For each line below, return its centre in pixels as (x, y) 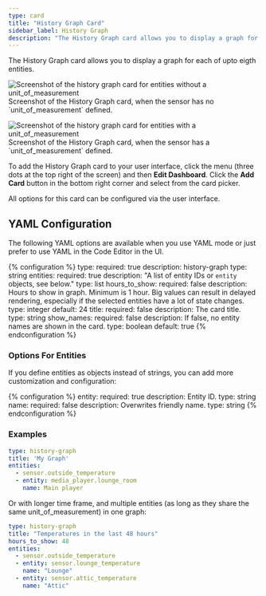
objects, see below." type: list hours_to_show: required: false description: (128, 284)
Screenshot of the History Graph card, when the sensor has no (111, 101)
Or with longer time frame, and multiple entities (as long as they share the (129, 503)
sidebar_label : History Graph (59, 30)
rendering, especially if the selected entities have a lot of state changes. (126, 301)
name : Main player (53, 488)
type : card (26, 16)
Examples (28, 434)
